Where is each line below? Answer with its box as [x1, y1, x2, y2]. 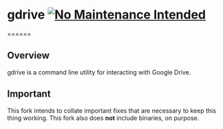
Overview [7, 50, 50, 61]
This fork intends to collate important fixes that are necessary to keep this [7, 106, 217, 115]
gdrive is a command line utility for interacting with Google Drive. [7, 68, 191, 76]
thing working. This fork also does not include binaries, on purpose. [7, 114, 200, 122]
